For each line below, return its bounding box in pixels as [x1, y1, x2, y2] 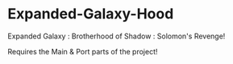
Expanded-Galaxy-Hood [7, 5, 174, 23]
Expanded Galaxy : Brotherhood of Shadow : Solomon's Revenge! [7, 31, 226, 41]
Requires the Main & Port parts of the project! [7, 46, 158, 56]
